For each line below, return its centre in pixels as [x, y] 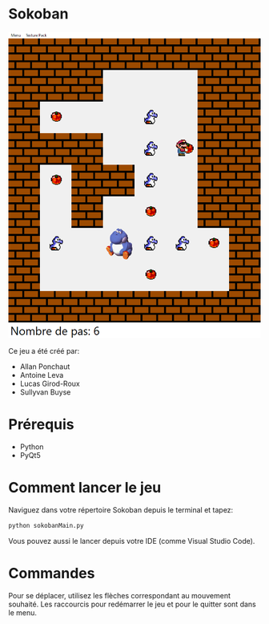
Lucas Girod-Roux [50, 384]
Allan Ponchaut [45, 367]
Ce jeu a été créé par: [44, 351]
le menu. [23, 612]
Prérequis [41, 425]
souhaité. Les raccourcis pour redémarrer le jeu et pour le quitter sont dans [132, 604]
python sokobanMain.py [46, 525]
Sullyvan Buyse [45, 392]
